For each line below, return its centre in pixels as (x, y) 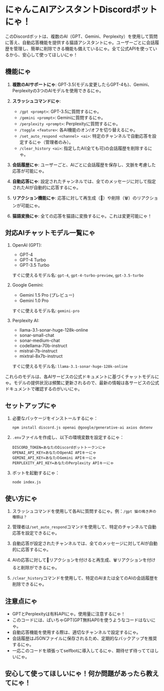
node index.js (26, 482)
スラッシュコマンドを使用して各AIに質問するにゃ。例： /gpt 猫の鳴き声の (84, 511)
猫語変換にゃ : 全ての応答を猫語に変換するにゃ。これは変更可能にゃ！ (82, 216)
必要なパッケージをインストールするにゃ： (55, 418)
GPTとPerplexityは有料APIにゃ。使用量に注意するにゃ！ (69, 614)
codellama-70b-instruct (43, 345)
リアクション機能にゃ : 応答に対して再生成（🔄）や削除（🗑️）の (74, 198)
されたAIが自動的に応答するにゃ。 (46, 187)
